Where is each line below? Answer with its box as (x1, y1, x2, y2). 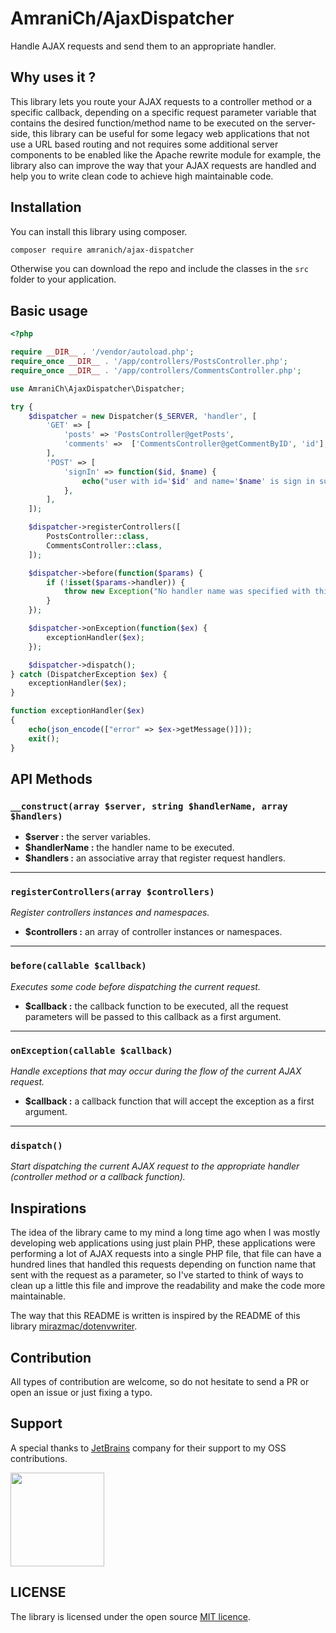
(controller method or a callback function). (10, 1171, 186, 1183)
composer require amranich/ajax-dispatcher (10, 245, 195, 255)
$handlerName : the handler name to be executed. (24, 842, 235, 854)
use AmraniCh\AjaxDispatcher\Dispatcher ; (10, 383, 186, 394)
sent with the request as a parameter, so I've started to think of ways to (10, 1269, 304, 1281)
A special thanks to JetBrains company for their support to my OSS (10, 1442, 287, 1454)
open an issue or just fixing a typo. (10, 1387, 153, 1398)
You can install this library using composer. (10, 225, 188, 237)
